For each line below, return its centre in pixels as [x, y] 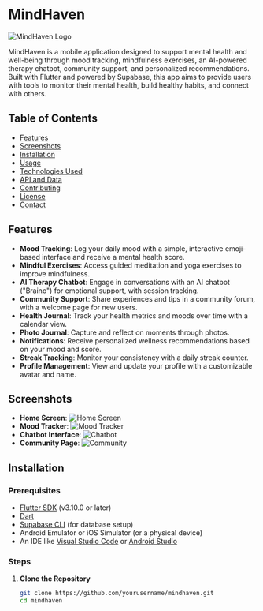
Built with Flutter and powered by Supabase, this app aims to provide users [130, 77]
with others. [28, 93]
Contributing [40, 188]
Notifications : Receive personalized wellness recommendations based [135, 340]
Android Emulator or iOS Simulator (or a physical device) [111, 533]
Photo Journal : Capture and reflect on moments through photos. [124, 332]
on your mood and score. [61, 349]
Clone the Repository [55, 579]
